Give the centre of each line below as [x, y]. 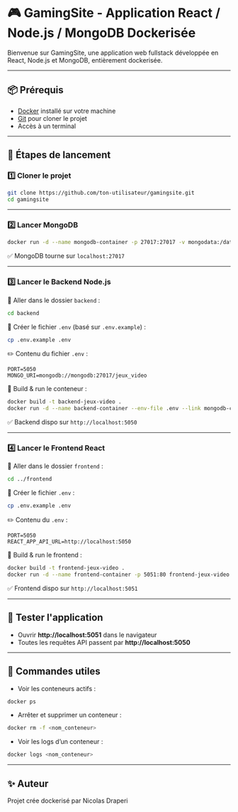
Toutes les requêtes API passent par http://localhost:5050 [104, 642]
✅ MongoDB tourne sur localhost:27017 [66, 256]
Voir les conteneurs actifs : [57, 688]
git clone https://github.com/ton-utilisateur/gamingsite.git [101, 193]
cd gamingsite [28, 200]
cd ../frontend [30, 479]
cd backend [23, 313]
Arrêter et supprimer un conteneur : [69, 715]
